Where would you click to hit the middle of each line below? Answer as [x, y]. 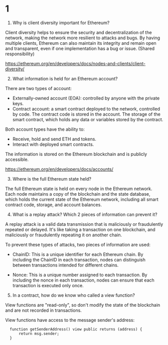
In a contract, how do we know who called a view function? [74, 295]
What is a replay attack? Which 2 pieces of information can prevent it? [85, 214]
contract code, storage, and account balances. [53, 205]
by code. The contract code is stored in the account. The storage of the [86, 114]
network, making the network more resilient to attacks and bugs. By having [83, 38]
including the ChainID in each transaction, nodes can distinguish [79, 260]
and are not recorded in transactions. [43, 310]
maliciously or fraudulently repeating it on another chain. [64, 235]
